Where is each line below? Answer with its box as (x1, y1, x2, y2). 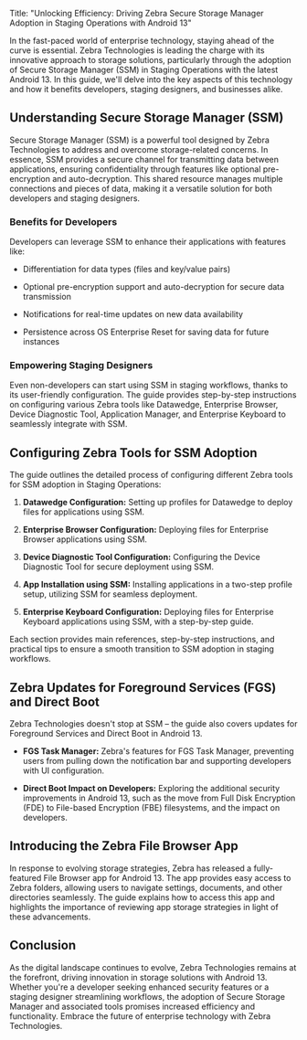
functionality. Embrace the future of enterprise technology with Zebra (9, 1010, 271, 1022)
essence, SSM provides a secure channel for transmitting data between (9, 154, 279, 164)
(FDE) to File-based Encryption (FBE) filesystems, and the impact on (22, 802, 281, 813)
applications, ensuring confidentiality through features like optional (9, 164, 261, 175)
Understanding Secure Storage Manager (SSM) (9, 110, 284, 126)
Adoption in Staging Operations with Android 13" (9, 17, 192, 28)
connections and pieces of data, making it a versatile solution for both (9, 183, 272, 194)
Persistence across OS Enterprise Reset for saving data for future (22, 326, 270, 337)
